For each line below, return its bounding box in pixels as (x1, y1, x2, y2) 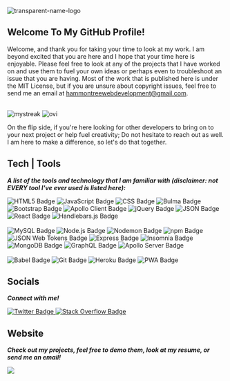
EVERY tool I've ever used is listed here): (7, 183, 126, 192)
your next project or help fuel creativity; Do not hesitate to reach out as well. (7, 130, 224, 138)
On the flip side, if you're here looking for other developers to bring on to (7, 123, 214, 131)
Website (7, 327, 44, 339)
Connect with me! (7, 294, 59, 302)
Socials (7, 276, 40, 288)
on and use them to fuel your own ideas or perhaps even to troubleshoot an (7, 66, 222, 75)
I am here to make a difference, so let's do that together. (7, 138, 167, 146)
